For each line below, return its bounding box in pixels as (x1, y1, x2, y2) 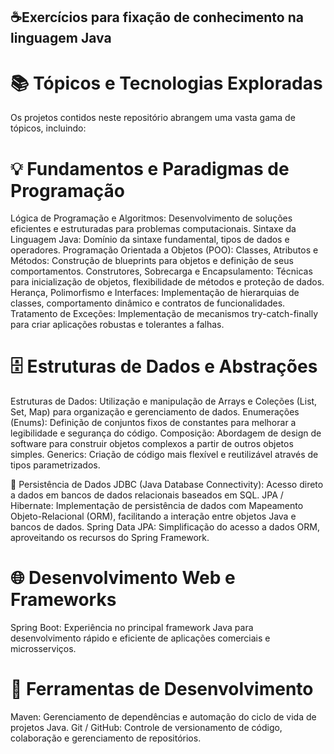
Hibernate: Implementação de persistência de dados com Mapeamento (10, 500, 304, 512)
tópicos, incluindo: (10, 122, 87, 134)
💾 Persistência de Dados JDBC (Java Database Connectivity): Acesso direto (10, 479, 324, 491)
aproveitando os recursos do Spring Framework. (10, 532, 210, 544)
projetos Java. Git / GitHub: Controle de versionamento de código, (10, 722, 283, 734)
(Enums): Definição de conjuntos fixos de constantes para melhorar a (10, 417, 297, 429)
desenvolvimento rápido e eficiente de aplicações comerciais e (10, 632, 271, 644)
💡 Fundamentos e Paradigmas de (10, 157, 290, 180)
